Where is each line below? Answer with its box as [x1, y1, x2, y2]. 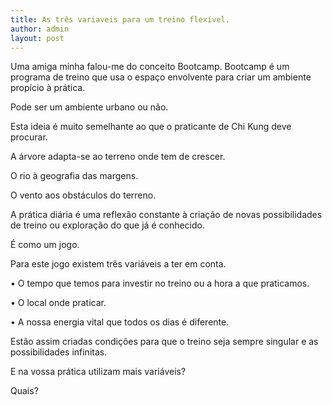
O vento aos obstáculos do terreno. [10, 189, 157, 201]
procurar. [10, 131, 48, 143]
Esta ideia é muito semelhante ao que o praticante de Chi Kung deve [10, 121, 292, 133]
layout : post [10, 33, 65, 43]
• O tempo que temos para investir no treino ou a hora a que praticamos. [10, 277, 310, 290]
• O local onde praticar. [10, 297, 107, 309]
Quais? [10, 385, 39, 397]
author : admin [10, 24, 70, 34]
